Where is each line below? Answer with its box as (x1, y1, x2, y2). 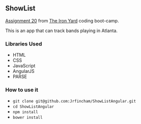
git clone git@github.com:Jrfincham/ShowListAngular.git (12, 99, 136, 104)
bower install (12, 115, 43, 120)
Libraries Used (5, 40, 42, 47)
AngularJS (12, 68, 35, 75)
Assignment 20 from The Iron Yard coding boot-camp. (5, 17, 119, 23)
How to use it (5, 86, 38, 93)
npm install (12, 110, 38, 115)
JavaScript (12, 63, 36, 69)
